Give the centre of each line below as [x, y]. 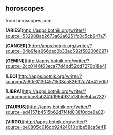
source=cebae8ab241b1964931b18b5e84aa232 [55, 96]
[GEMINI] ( [16, 61]
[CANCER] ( [17, 46]
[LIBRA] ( [14, 91]
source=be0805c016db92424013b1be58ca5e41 [55, 127]
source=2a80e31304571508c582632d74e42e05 [56, 81]
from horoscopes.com [28, 20]
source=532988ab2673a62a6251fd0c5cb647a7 [55, 36]
